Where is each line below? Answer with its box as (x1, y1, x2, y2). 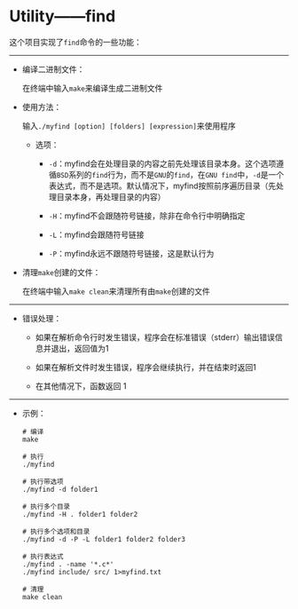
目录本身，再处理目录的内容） (56, 191, 166, 202)
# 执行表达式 (21, 552, 64, 561)
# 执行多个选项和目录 (21, 526, 90, 536)
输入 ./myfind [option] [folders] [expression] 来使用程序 (21, 120, 237, 130)
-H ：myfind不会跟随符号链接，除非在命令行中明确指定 (48, 210, 246, 221)
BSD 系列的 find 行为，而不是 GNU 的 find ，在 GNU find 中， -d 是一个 (56, 169, 285, 179)
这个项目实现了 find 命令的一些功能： (9, 36, 142, 47)
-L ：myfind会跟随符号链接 (48, 229, 145, 240)
